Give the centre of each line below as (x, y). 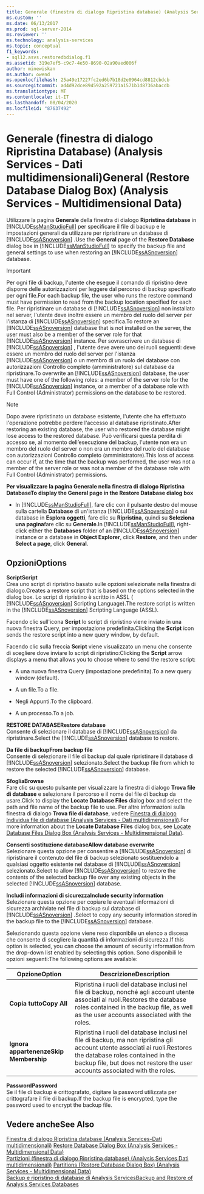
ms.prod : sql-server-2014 (39, 29)
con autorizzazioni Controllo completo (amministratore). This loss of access (100, 456)
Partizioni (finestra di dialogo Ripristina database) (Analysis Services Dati (97, 1159)
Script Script (22, 577)
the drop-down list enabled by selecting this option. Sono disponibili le (94, 953)
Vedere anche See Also (50, 1124)
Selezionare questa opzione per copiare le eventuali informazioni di (90, 902)
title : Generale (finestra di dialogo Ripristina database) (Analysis (97, 12)
